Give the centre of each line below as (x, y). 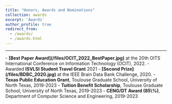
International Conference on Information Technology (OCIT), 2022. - (77, 63)
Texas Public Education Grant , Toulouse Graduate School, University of (81, 79)
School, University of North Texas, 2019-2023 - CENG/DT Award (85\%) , (83, 91)
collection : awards (26, 15)
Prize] (127, 69)
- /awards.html (26, 39)
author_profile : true (28, 24)
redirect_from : (21, 29)
